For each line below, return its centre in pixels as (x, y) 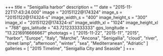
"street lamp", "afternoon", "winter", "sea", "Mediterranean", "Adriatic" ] (77, 43)
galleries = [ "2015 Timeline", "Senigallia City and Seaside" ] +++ (70, 48)
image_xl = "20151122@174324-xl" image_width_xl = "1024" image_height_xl (81, 22)
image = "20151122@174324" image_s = (82, 12)
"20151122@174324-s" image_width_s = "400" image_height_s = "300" (76, 17)
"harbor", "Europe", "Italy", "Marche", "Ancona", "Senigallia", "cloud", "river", (81, 38)
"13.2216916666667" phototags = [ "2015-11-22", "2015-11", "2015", (72, 33)
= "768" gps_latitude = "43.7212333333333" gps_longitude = (67, 28)
